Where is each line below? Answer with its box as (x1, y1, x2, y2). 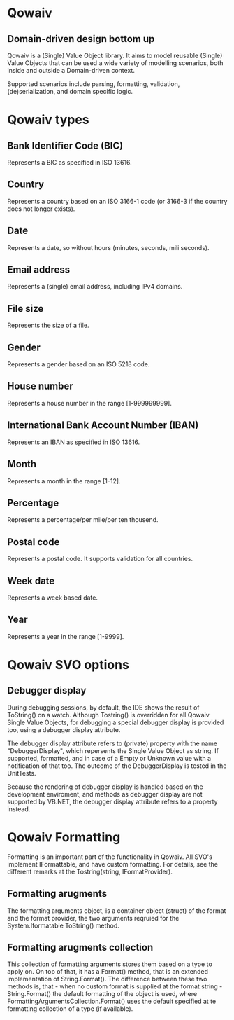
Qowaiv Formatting (7, 829, 121, 845)
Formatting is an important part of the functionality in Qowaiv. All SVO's (7, 853, 213, 861)
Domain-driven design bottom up (7, 33, 155, 45)
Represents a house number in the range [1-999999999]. (7, 399, 173, 407)
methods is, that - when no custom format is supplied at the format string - (7, 982, 223, 991)
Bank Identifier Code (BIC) (7, 139, 124, 151)
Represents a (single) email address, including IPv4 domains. (7, 282, 183, 291)
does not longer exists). (7, 205, 75, 213)
